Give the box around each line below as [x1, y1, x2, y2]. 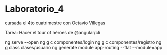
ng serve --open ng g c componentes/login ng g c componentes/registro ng [5, 39, 162, 45]
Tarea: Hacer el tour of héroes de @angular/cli [5, 29, 101, 35]
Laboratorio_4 [5, 3, 64, 15]
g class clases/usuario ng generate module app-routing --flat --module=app [5, 44, 163, 50]
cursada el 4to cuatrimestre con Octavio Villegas [5, 20, 106, 26]
